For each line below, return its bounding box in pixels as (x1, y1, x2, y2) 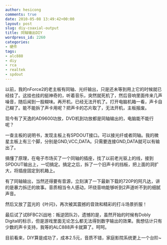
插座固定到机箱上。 (18, 167, 58, 173)
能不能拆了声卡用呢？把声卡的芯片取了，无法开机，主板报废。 (22, 105, 150, 111)
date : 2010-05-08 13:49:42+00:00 (5, 16, 75, 21)
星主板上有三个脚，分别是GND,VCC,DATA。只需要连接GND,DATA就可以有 (5, 138, 156, 144)
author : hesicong (5, 7, 41, 12)
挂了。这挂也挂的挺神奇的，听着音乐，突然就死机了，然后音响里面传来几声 (9, 92, 163, 98)
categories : (5, 40, 30, 45)
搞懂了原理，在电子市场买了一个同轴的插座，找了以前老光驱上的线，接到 (5, 155, 154, 161)
